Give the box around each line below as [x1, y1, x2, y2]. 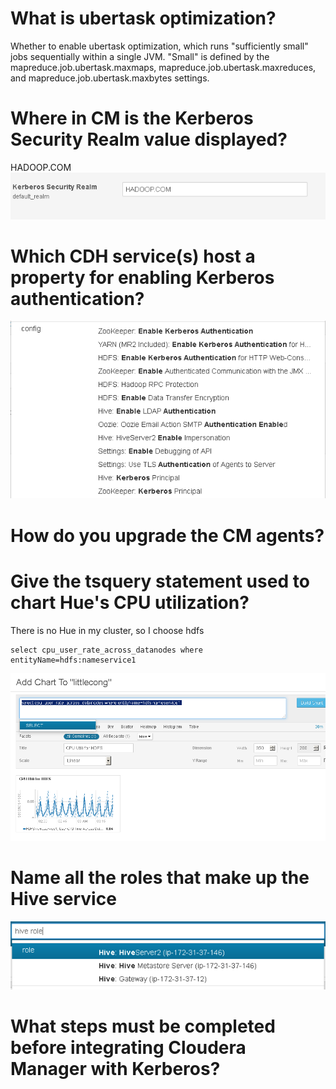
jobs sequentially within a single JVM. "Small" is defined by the [10, 50, 270, 62]
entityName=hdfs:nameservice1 [10, 655, 137, 665]
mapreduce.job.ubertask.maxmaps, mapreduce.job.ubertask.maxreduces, [10, 61, 317, 73]
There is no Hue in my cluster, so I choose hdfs [10, 624, 205, 636]
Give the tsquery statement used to [10, 570, 310, 592]
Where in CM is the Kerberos [10, 107, 254, 130]
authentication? [10, 287, 145, 310]
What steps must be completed [10, 1015, 276, 1038]
